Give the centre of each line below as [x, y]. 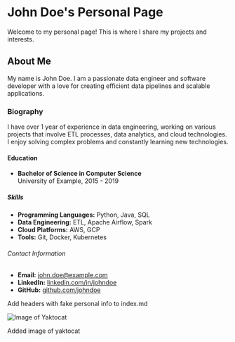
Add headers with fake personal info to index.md [78, 304]
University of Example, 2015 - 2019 [68, 181]
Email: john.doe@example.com [62, 275]
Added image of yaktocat [44, 331]
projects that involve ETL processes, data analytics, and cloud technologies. [117, 134]
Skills [15, 197]
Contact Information [36, 253]
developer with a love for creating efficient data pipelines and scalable [109, 86]
